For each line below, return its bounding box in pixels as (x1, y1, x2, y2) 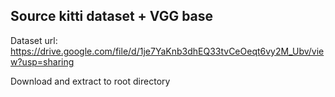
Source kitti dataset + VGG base (10, 8, 214, 25)
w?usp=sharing (10, 55, 75, 68)
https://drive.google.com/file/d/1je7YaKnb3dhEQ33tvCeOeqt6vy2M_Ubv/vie (10, 45, 325, 57)
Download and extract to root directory (10, 75, 171, 87)
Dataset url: (10, 34, 58, 46)
